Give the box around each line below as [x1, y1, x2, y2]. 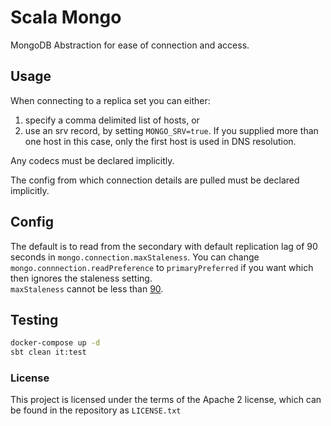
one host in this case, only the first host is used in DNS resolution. [24, 135, 297, 147]
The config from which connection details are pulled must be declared [10, 174, 300, 186]
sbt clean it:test [10, 347, 87, 358]
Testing [10, 311, 59, 328]
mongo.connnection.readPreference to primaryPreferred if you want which [10, 261, 314, 273]
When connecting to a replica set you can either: [10, 94, 211, 106]
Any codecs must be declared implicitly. [10, 154, 175, 166]
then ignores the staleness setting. [10, 272, 153, 284]
